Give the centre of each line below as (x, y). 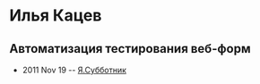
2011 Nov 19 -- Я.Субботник (74, 70)
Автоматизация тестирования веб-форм (130, 49)
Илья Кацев (56, 16)
